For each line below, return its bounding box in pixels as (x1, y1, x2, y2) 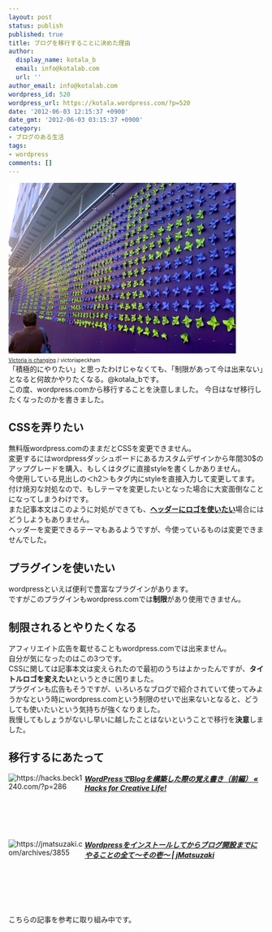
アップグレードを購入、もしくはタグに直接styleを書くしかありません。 (8, 464, 245, 474)
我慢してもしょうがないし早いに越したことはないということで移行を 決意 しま (8, 714, 264, 724)
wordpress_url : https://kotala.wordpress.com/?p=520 (8, 98, 191, 107)
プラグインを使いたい (8, 561, 115, 574)
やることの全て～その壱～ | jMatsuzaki (84, 850, 215, 860)
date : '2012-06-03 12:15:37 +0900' (8, 107, 129, 115)
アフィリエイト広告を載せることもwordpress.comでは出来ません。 (8, 643, 231, 653)
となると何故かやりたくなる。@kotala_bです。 (8, 374, 164, 384)
